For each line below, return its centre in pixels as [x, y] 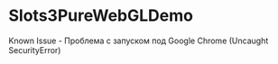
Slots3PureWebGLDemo [101, 16]
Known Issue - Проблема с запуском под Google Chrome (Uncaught [139, 41]
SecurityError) [35, 50]
